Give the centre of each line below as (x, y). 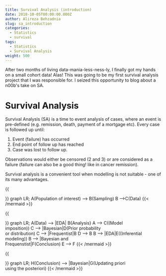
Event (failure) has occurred (41, 139)
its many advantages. (27, 180)
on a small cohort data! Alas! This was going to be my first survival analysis (82, 75)
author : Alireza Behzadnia (33, 19)
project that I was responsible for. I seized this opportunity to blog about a (81, 80)
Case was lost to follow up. (40, 150)
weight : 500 (17, 56)
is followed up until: (25, 130)
